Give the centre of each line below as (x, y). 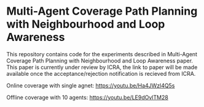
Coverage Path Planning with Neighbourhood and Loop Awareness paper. (100, 61)
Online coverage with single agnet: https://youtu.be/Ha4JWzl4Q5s (91, 85)
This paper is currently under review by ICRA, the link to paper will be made (102, 67)
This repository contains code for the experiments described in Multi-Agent (102, 54)
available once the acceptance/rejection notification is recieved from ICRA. (101, 73)
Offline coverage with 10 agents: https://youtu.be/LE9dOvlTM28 (88, 97)
